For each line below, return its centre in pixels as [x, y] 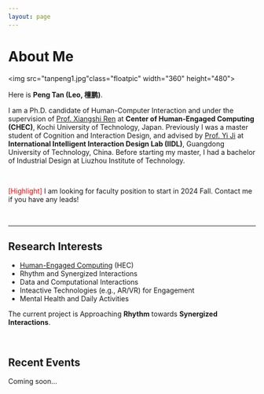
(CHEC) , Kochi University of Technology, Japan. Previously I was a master [128, 127]
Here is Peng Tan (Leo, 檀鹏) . [56, 94]
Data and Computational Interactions [79, 282]
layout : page [29, 17]
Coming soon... [33, 381]
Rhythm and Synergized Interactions [78, 274]
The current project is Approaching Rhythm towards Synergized [113, 314]
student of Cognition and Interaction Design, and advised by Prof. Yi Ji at [126, 135]
